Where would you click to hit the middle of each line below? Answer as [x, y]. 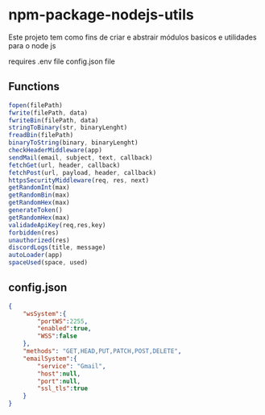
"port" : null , [59, 381]
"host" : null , [59, 373]
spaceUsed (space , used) [48, 263]
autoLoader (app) [35, 255]
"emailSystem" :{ [50, 359]
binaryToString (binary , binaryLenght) [73, 143]
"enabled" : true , [64, 329]
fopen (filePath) [35, 105]
